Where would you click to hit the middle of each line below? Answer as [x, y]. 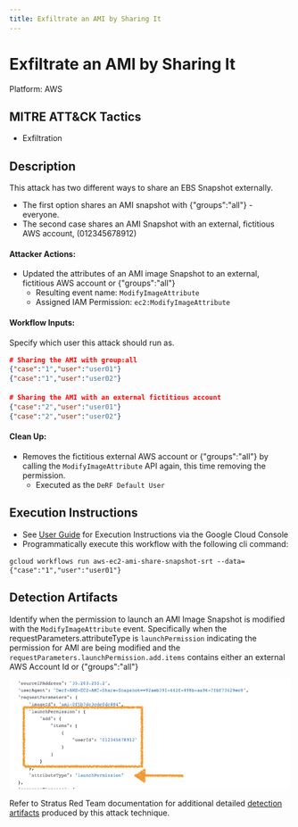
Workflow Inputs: [42, 322]
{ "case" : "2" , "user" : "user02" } [66, 416]
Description [42, 166]
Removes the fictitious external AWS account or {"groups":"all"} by [145, 456]
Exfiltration [42, 138]
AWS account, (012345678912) [79, 234]
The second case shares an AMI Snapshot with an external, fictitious [148, 224]
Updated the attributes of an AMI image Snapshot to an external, [141, 274]
